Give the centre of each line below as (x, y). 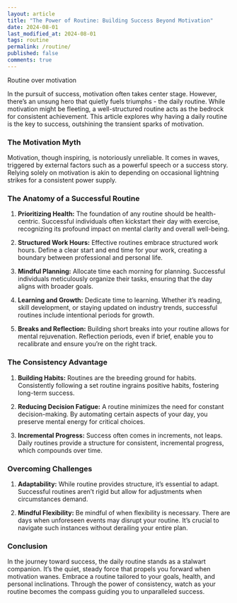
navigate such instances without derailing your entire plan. (103, 527)
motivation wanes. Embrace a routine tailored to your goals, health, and (111, 577)
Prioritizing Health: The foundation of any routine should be (105, 214)
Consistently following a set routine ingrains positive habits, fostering (118, 385)
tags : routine (28, 40)
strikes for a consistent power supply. (62, 180)
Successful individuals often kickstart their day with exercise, (131, 222)
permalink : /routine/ (39, 47)
